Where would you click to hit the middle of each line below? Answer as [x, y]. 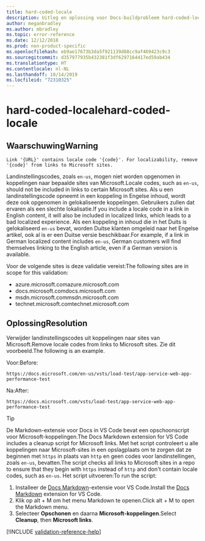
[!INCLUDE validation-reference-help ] [54, 531]
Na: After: [18, 390]
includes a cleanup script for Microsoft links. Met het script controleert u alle [103, 443]
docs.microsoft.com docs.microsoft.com [65, 291]
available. [18, 255]
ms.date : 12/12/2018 [33, 40]
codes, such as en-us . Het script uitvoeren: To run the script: [81, 475]
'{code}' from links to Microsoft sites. [60, 165]
